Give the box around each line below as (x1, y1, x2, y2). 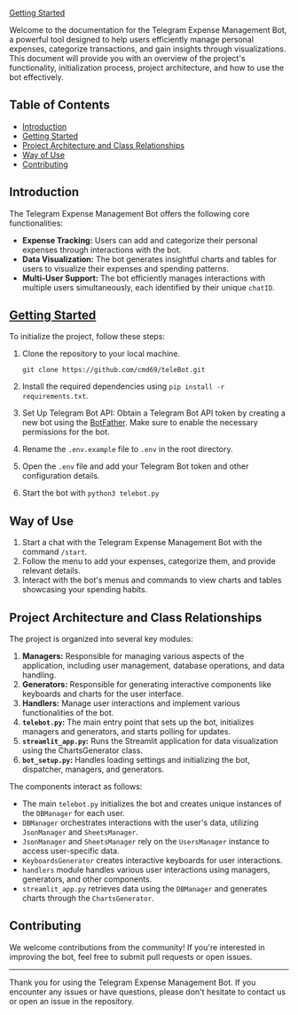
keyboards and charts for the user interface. (21, 688, 184, 700)
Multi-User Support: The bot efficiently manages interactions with (21, 273, 266, 283)
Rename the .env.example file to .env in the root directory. (21, 444, 233, 455)
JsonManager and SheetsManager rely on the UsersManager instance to (21, 837, 270, 847)
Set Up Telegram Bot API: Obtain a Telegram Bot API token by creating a (21, 408, 286, 418)
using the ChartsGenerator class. (21, 745, 144, 756)
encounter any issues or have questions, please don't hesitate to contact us (9, 986, 286, 997)
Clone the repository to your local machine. (21, 348, 180, 359)
